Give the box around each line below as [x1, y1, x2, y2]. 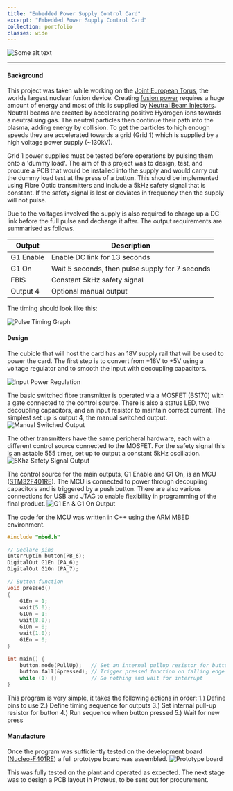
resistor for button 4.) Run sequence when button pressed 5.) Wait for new [7, 709, 221, 717]
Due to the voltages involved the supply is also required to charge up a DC [7, 209, 220, 218]
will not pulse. [7, 196, 47, 205]
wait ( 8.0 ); [19, 617, 51, 624]
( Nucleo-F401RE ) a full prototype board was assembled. [7, 755, 168, 763]
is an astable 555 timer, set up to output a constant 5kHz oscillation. [7, 449, 201, 457]
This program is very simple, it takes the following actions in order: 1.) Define [7, 694, 226, 703]
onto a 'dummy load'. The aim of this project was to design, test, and [7, 159, 203, 168]
